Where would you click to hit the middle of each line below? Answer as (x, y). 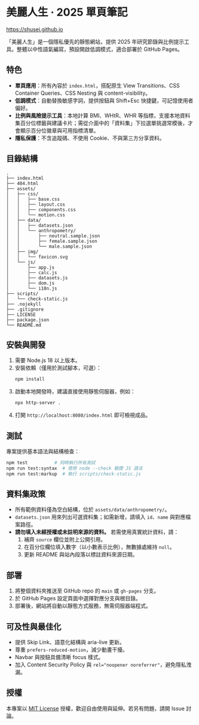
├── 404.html (22, 183)
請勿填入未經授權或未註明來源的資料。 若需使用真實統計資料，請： (97, 532)
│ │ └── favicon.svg (37, 257)
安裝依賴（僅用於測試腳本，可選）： (58, 368)
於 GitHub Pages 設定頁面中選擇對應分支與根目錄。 (78, 598)
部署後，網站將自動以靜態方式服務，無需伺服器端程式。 (83, 606)
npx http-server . (38, 403)
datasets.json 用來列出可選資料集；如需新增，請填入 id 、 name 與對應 (100, 517)
